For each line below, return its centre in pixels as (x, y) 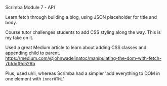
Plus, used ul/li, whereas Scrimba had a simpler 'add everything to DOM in (83, 73)
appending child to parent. (33, 53)
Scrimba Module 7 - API (30, 7)
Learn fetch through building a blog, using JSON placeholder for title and (81, 17)
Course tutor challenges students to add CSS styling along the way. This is (83, 32)
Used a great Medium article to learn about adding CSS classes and (76, 47)
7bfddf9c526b (20, 63)
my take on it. (19, 38)
